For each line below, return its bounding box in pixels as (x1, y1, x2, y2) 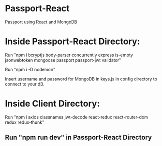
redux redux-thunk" (5, 119, 44, 125)
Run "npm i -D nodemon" (5, 66, 56, 72)
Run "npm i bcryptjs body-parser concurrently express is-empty (5, 52, 133, 58)
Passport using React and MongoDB (5, 19, 77, 25)
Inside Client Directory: (5, 98, 100, 109)
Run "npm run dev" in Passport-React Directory (5, 133, 152, 142)
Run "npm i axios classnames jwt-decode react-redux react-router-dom (5, 114, 148, 120)
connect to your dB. (5, 81, 44, 87)
